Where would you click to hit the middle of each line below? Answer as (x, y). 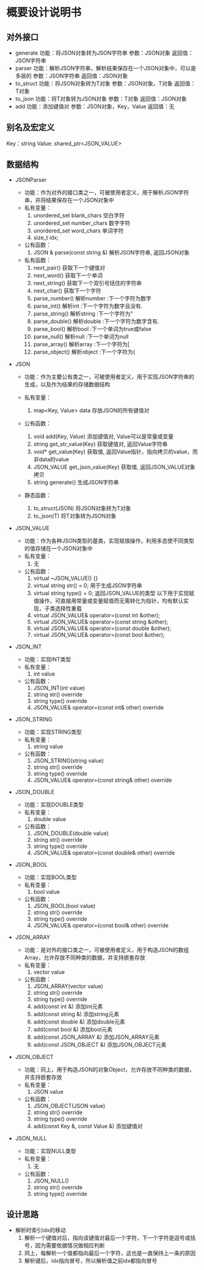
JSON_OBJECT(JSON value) (69, 1105)
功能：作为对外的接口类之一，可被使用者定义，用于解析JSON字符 (107, 192)
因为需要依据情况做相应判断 (70, 1246)
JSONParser (31, 180)
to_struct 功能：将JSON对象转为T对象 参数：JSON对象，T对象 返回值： (105, 84)
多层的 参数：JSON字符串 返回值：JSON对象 (71, 76)
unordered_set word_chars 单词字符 (78, 231)
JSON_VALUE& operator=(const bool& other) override (101, 925)
